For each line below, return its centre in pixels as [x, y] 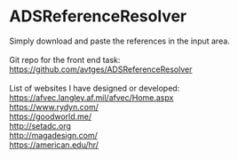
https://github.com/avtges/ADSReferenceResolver [101, 69]
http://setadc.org [40, 125]
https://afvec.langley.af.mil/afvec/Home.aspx [91, 97]
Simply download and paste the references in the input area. [120, 41]
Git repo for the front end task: [65, 60]
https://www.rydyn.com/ [54, 107]
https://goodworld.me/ [51, 116]
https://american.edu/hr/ [54, 145]
